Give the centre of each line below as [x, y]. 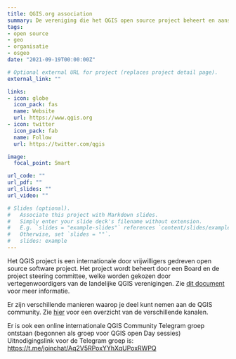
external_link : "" [34, 79]
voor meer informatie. [39, 291]
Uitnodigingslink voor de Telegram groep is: [71, 340]
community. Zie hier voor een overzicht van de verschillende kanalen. [108, 312]
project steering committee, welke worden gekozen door [89, 276]
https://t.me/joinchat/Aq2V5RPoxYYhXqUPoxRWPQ [82, 348]
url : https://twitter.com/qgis [59, 144]
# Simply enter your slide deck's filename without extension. [105, 221]
